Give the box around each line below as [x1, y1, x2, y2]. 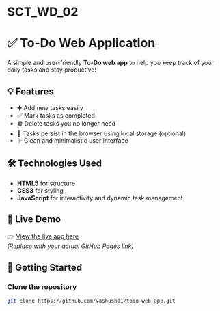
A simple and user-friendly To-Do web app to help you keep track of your [7, 59, 214, 67]
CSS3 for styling [16, 186, 64, 195]
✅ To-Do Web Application [7, 36, 156, 51]
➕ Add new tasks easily [16, 103, 83, 111]
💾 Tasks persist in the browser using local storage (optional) [16, 129, 187, 137]
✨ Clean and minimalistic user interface [16, 136, 128, 144]
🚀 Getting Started [7, 261, 83, 273]
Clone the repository [7, 282, 77, 291]
